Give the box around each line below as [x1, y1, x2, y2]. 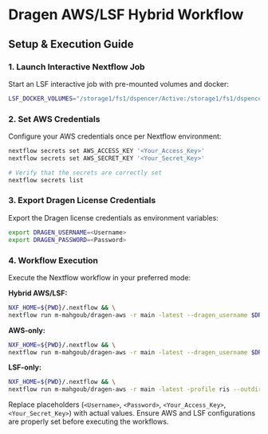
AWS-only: [8, 325, 45, 335]
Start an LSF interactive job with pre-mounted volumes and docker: [8, 79, 230, 88]
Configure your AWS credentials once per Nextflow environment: [8, 131, 222, 141]
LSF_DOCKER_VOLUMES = [8, 94, 77, 103]
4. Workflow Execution [8, 255, 98, 266]
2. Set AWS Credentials [8, 113, 100, 124]
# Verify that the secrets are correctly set [8, 169, 162, 177]
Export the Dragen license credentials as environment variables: [8, 213, 219, 222]
